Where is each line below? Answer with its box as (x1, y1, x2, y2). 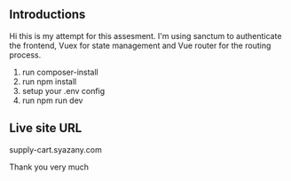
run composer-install (21, 67, 99, 77)
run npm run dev (21, 95, 83, 106)
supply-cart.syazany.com (9, 144, 102, 154)
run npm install (21, 75, 77, 87)
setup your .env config (21, 85, 106, 96)
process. (9, 49, 42, 60)
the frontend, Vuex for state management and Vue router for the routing (9, 40, 271, 51)
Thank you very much (9, 161, 90, 172)
